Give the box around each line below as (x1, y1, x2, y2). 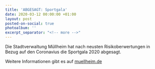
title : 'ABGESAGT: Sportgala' (5, 7, 68, 12)
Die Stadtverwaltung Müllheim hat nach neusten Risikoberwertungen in (5, 44, 150, 49)
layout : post (5, 16, 32, 21)
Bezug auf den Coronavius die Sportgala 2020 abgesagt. (5, 49, 121, 55)
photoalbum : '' (5, 26, 37, 31)
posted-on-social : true (5, 21, 54, 26)
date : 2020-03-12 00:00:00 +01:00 (5, 12, 77, 17)
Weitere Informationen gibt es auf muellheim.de (5, 59, 103, 64)
